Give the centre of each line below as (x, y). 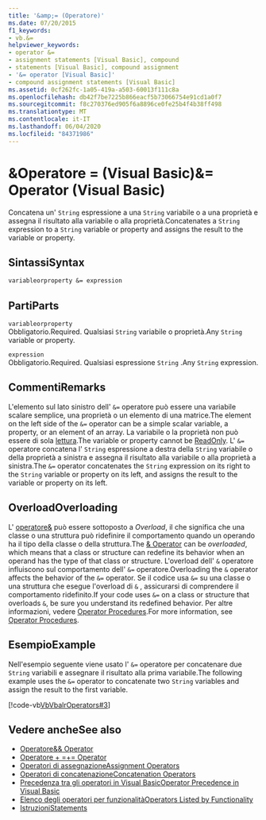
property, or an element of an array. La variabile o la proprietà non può (123, 432)
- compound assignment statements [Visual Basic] (92, 82)
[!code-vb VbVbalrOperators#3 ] (60, 705)
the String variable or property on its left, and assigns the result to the (123, 474)
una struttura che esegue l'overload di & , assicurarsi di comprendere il (124, 586)
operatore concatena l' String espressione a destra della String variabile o (131, 449)
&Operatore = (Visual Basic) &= (111, 173)
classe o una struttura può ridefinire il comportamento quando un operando (132, 535)
